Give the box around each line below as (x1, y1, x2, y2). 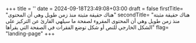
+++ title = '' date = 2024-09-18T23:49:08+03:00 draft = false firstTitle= (5, 5, 184, 12)
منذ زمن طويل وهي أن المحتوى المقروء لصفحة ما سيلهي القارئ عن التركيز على (5, 18, 180, 24)
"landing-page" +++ (5, 30, 55, 37)
